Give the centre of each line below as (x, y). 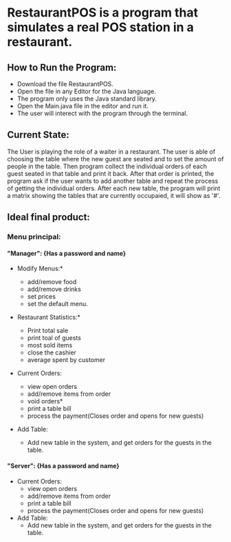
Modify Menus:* (40, 269)
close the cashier (52, 352)
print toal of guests (54, 338)
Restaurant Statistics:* (49, 317)
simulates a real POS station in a (101, 27)
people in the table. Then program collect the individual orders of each (107, 166)
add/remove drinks (54, 289)
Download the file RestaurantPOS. (65, 84)
